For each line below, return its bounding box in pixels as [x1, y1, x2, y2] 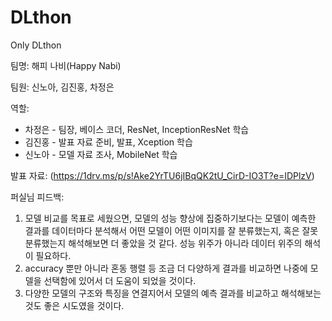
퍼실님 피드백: [10, 191, 65, 203]
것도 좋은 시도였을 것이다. [24, 299, 125, 311]
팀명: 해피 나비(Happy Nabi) [10, 59, 122, 71]
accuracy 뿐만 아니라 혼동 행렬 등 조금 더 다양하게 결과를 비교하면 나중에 [24, 262, 308, 274]
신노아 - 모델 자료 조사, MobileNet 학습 [24, 148, 178, 160]
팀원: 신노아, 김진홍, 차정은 [10, 81, 115, 93]
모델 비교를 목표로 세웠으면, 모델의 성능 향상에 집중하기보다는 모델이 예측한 [24, 212, 317, 224]
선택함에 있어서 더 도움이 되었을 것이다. [43, 274, 197, 286]
